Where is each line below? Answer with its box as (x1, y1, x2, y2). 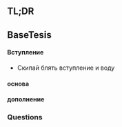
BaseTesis (7, 29, 52, 41)
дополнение (7, 95, 45, 104)
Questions (7, 113, 43, 122)
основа (7, 79, 30, 88)
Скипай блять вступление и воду (17, 63, 115, 72)
